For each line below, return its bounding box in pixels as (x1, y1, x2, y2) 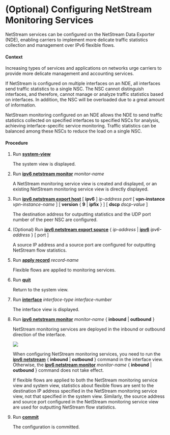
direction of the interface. (12, 332, 66, 338)
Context (5, 53, 23, 60)
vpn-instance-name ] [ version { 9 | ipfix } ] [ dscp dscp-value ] (12, 201, 148, 207)
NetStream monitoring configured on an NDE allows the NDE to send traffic (5, 112, 163, 118)
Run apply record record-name (12, 257, 79, 263)
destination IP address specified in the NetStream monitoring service (12, 388, 157, 394)
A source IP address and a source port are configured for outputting (12, 242, 156, 248)
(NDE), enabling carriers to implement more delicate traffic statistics (5, 37, 148, 43)
